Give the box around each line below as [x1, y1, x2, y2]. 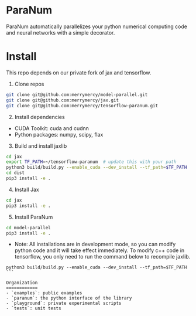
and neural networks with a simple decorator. [6, 29, 115, 36]
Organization [6, 280, 38, 286]
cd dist [6, 170, 25, 176]
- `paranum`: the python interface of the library [6, 295, 132, 301]
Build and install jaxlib [14, 142, 67, 149]
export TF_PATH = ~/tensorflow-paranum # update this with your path [6, 159, 177, 165]
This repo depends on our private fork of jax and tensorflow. [6, 69, 152, 76]
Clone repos [14, 80, 44, 87]
